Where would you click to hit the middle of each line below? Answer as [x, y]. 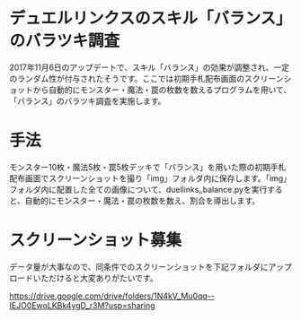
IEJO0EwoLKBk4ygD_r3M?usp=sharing [82, 305]
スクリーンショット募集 [96, 241]
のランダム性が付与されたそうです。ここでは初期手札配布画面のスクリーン [146, 78]
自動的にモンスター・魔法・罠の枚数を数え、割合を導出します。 [142, 200]
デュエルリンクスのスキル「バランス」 [150, 18]
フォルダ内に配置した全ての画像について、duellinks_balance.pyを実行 [138, 189]
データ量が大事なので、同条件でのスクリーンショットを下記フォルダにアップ [150, 266]
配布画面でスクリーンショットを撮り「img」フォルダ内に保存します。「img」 [150, 178]
